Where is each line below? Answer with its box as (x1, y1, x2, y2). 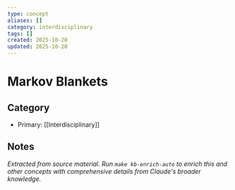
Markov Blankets (7, 73, 108, 90)
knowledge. (7, 174, 42, 183)
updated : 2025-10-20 (7, 43, 68, 50)
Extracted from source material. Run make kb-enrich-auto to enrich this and (7, 160, 228, 168)
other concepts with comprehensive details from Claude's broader (7, 167, 201, 175)
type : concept (7, 10, 49, 18)
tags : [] (7, 30, 33, 37)
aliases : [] (7, 17, 42, 24)
